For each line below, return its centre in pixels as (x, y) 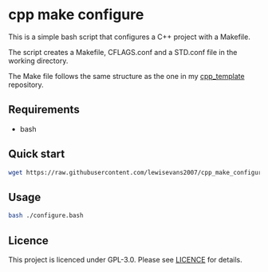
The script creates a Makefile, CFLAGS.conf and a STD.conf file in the (123, 52)
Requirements (44, 110)
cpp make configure (76, 15)
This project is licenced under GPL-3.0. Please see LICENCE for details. (125, 259)
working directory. (38, 61)
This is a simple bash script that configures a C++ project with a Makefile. (130, 37)
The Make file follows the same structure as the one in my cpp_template (126, 76)
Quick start (37, 154)
